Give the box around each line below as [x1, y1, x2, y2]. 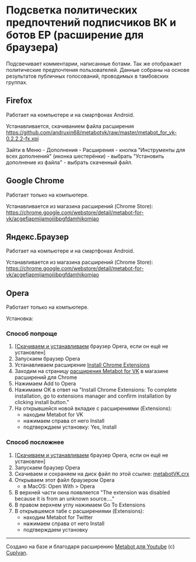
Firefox [6, 96, 33, 106]
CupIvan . [6, 549, 28, 556]
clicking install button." [14, 399, 69, 406]
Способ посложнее [6, 438, 64, 446]
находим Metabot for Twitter [23, 513, 93, 520]
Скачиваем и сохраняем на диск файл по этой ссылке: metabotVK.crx [14, 470, 190, 477]
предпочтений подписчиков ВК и [6, 16, 177, 29]
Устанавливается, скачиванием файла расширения [6, 122, 134, 129]
